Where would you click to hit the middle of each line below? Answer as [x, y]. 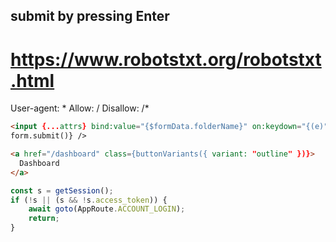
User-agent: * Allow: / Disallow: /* [80, 108]
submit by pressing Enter [90, 16]
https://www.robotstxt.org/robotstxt [166, 59]
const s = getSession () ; [62, 190]
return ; [44, 219]
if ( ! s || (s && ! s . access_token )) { [89, 200]
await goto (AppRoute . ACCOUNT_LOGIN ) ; [107, 209]
